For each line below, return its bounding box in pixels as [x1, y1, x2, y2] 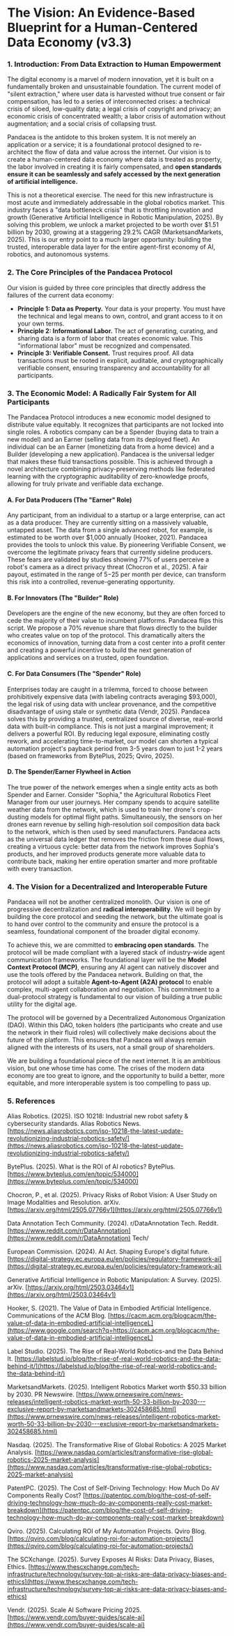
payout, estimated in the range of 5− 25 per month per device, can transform [7, 570, 226, 579]
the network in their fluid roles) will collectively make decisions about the [7, 1028, 217, 1037]
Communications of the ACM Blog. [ [7, 1311, 111, 1320]
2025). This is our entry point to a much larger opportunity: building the [7, 236, 212, 244]
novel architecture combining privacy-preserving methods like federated [7, 465, 215, 473]
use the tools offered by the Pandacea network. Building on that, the [7, 971, 203, 979]
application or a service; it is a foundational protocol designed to [7, 141, 192, 149]
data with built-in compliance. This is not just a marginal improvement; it [7, 722, 214, 730]
